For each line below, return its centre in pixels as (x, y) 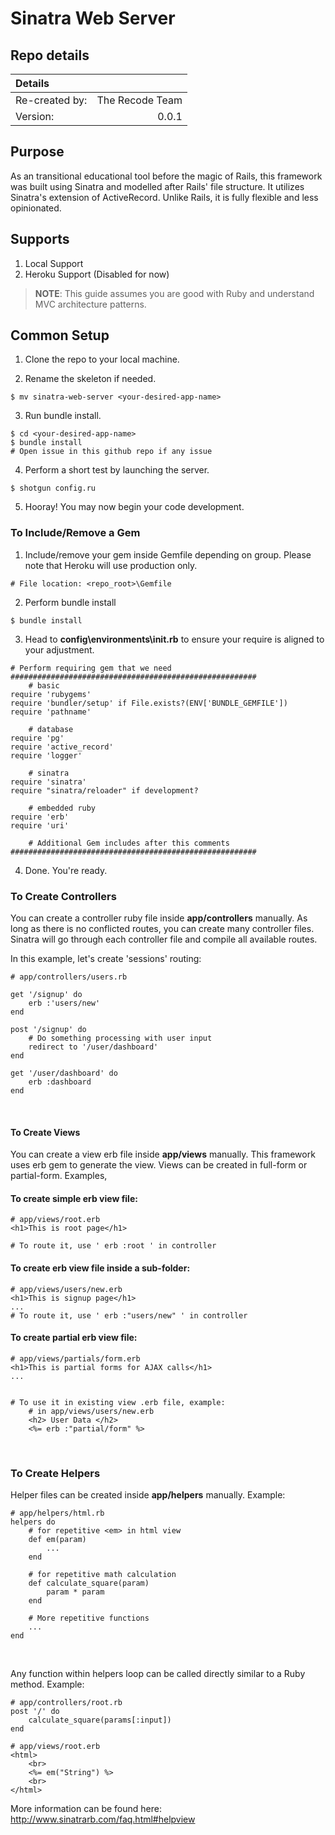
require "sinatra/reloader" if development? (104, 790)
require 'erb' (40, 817)
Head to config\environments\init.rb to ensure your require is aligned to (174, 639)
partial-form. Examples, (59, 1176)
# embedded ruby (62, 808)
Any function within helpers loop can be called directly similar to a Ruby (158, 1674)
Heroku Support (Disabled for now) (97, 274)
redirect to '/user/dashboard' (93, 1047)
